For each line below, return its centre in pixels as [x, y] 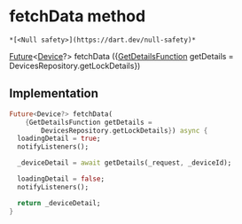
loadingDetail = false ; [61, 179]
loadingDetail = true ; [59, 139]
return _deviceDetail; [59, 203]
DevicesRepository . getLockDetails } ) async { [125, 130]
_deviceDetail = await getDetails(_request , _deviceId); [125, 163]
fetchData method [78, 16]
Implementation [54, 93]
